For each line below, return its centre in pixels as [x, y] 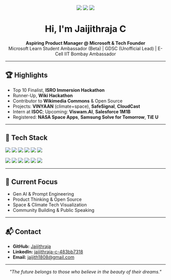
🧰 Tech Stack [26, 138]
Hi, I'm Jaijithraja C [85, 29]
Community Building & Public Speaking [53, 210]
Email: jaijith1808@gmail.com [44, 257]
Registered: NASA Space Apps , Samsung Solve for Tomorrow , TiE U [85, 117]
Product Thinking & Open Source [47, 199]
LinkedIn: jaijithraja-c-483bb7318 [48, 252]
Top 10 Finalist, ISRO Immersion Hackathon [59, 90]
